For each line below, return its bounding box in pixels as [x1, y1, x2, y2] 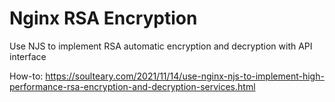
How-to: [9, 70, 44, 82]
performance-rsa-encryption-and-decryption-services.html [9, 80, 256, 92]
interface [9, 50, 47, 62]
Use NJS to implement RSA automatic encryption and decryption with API [9, 40, 313, 52]
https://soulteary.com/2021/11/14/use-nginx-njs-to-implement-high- [45, 70, 325, 82]
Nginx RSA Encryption [9, 7, 198, 30]
